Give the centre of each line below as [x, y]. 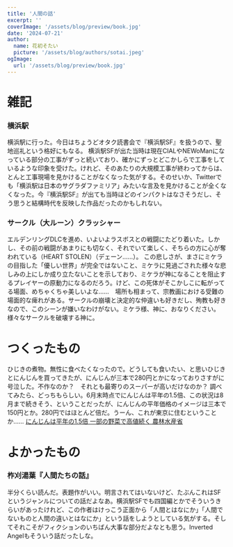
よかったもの [44, 452]
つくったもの [44, 348]
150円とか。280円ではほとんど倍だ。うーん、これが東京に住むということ [112, 413]
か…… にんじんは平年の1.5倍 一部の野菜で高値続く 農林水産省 [95, 422]
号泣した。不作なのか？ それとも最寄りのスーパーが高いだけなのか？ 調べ [115, 387]
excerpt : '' [24, 20]
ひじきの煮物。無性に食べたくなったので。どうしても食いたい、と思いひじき [116, 369]
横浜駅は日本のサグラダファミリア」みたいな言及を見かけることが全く [120, 186]
